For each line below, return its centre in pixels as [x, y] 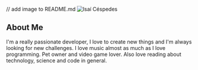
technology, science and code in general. [57, 60]
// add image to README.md [41, 9]
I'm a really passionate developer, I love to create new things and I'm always [99, 42]
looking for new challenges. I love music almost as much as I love [86, 48]
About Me [25, 27]
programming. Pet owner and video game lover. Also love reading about [94, 54]
